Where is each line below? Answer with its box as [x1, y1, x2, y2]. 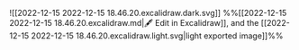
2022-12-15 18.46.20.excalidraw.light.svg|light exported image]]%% [31, 30, 284, 41]
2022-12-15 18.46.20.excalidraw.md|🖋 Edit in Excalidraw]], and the [9, 18, 259, 28]
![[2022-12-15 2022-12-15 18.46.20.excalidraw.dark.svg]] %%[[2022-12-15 [9, 8, 287, 18]
